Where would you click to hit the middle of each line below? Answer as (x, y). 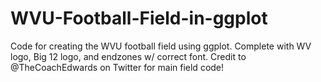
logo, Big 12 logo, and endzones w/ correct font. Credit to (128, 56)
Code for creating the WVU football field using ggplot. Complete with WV (161, 46)
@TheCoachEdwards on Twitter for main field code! (117, 67)
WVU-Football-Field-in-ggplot (139, 18)
